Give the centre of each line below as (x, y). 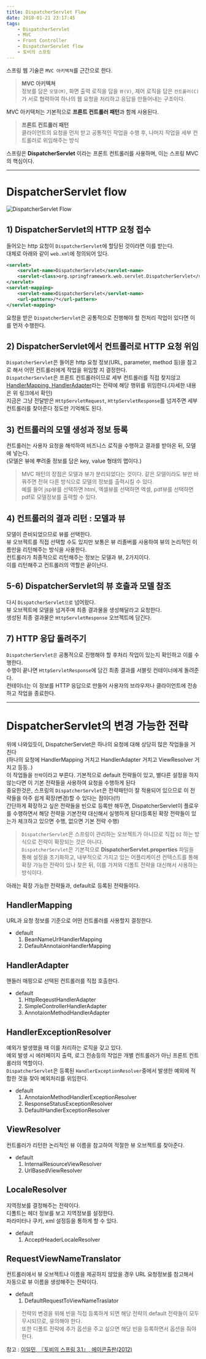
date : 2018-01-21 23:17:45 (41, 18)
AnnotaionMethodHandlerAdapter (67, 1013)
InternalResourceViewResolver (63, 1164)
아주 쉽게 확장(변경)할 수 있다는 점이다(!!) (71, 798)
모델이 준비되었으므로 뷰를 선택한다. (49, 534)
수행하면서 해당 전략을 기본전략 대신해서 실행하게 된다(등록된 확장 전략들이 (101, 813)
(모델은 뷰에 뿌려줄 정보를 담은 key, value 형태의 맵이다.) (74, 461)
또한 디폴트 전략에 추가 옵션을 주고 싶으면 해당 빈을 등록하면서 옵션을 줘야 (109, 1329)
